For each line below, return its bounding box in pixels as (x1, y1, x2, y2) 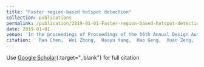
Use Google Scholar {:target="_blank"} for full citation (6, 54, 140, 61)
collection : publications (6, 15, 72, 21)
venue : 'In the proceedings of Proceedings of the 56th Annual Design (6, 32, 189, 38)
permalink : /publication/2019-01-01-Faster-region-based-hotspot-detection (6, 20, 202, 26)
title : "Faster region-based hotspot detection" (6, 9, 132, 15)
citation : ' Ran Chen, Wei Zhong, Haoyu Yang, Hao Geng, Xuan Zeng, (6, 37, 194, 43)
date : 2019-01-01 (6, 26, 50, 32)
